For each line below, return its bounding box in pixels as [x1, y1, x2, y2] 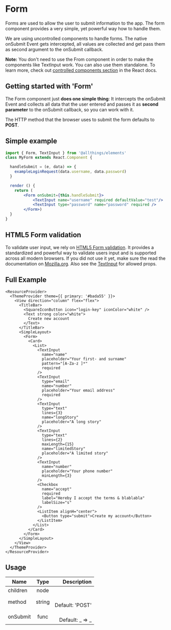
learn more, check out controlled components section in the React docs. [5, 67, 157, 73]
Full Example [5, 275, 47, 284]
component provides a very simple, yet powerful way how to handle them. [5, 25, 161, 31]
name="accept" [41, 486, 72, 492]
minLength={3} [41, 473, 72, 478]
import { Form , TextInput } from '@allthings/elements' [5, 150, 127, 155]
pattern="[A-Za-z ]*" [41, 361, 88, 366]
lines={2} [41, 437, 63, 442]
